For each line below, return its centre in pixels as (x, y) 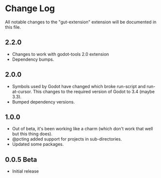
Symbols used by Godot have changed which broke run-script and (79, 86)
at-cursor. (22, 91)
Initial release (25, 171)
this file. (13, 27)
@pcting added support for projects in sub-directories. (67, 139)
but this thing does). (32, 134)
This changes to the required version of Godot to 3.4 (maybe (94, 91)
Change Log (30, 9)
